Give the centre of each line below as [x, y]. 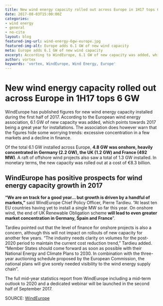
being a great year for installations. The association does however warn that [81, 128]
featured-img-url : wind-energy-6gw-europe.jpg [53, 41]
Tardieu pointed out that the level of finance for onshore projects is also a [78, 228]
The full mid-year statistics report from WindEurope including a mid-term [78, 278]
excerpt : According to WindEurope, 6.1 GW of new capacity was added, [78, 55]
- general [15, 28]
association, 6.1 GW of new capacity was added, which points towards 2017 [81, 122]
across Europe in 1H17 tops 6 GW [72, 98]
